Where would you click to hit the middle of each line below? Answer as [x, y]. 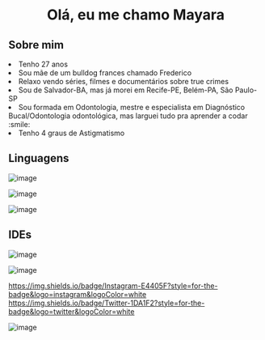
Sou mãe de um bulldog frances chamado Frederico [105, 73]
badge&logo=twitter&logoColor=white [72, 311]
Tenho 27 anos [44, 64]
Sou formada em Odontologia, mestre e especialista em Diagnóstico [132, 107]
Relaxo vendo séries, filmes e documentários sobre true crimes [124, 81]
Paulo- [246, 90]
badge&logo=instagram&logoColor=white [78, 294]
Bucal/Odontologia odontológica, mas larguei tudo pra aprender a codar [128, 116]
